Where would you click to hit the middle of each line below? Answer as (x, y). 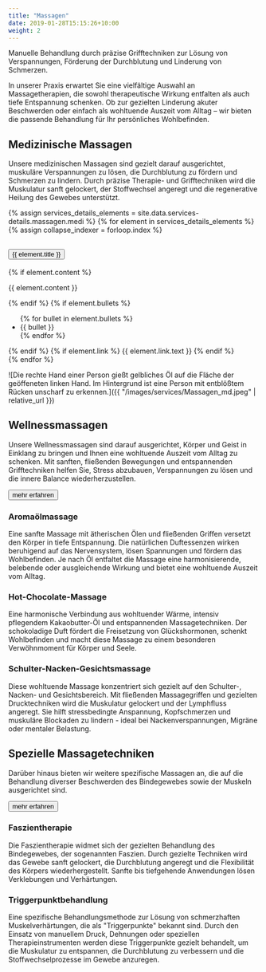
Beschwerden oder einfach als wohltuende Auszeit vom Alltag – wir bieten (130, 111)
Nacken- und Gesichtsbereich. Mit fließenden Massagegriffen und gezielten (133, 695)
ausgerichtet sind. (38, 789)
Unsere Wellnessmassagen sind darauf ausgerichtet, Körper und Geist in (127, 444)
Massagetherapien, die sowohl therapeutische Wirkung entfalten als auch (129, 94)
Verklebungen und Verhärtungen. (63, 879)
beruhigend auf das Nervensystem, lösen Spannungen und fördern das (125, 551)
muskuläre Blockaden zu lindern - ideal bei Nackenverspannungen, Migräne (133, 720)
